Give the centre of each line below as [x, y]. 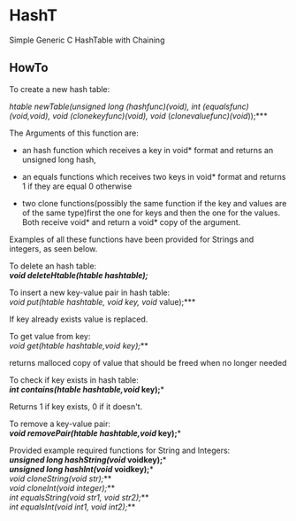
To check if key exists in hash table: [74, 380]
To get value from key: [50, 336]
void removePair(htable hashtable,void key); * [95, 433]
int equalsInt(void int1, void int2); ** [72, 507]
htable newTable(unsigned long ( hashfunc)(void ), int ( [107, 106]
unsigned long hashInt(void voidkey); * [81, 469]
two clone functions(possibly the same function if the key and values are [154, 203]
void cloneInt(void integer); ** [62, 487]
